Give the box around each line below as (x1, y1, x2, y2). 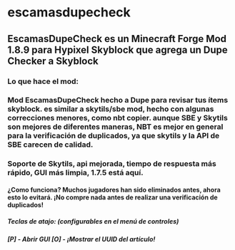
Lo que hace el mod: (7, 76, 79, 86)
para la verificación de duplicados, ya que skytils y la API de (7, 131, 220, 141)
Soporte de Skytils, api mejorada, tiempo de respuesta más (7, 159, 216, 169)
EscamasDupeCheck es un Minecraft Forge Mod (7, 33, 227, 45)
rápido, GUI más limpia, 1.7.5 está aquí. (7, 168, 144, 178)
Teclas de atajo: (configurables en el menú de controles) (7, 217, 179, 225)
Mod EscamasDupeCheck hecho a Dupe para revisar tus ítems (7, 95, 229, 105)
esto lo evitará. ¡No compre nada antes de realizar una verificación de (7, 193, 218, 202)
